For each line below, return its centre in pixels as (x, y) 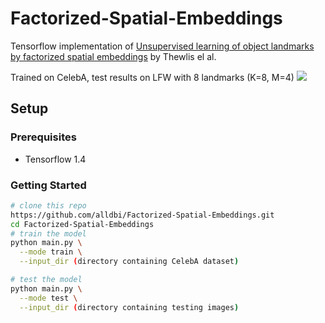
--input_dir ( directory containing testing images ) (129, 307)
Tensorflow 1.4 (55, 159)
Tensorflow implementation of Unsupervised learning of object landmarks (162, 46)
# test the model (46, 280)
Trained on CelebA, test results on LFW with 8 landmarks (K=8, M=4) (152, 77)
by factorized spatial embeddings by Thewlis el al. (113, 56)
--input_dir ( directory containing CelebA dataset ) (129, 262)
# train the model (48, 233)
